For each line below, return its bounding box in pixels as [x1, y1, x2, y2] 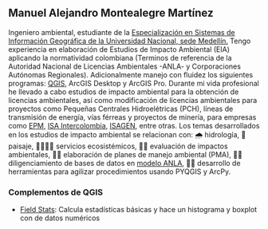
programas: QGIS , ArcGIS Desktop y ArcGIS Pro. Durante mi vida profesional [8, 78, 259, 88]
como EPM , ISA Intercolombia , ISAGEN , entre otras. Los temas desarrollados [8, 120, 260, 130]
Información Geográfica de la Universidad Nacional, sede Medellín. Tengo [8, 36, 251, 45]
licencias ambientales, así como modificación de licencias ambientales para [8, 95, 258, 105]
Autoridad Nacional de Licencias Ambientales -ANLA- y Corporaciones [8, 61, 242, 71]
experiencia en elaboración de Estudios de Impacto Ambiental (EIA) [8, 44, 230, 54]
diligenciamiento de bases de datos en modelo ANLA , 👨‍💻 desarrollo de [8, 158, 241, 168]
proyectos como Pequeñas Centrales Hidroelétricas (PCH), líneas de [8, 104, 234, 113]
